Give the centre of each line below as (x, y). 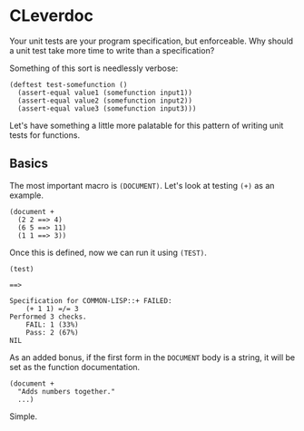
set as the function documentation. (75, 367)
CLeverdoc (51, 16)
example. (26, 195)
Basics (29, 164)
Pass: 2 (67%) (52, 332)
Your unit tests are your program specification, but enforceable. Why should (151, 41)
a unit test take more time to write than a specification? (112, 50)
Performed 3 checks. (49, 317)
